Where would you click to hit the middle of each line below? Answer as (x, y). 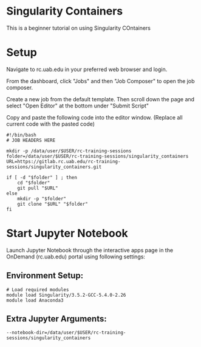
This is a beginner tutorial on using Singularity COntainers (78, 28)
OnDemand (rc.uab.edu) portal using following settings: (76, 257)
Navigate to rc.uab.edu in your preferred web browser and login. (87, 69)
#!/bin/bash (21, 135)
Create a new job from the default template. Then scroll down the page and (101, 99)
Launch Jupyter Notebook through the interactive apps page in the (90, 250)
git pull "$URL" (38, 188)
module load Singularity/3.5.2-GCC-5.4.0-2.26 (66, 295)
